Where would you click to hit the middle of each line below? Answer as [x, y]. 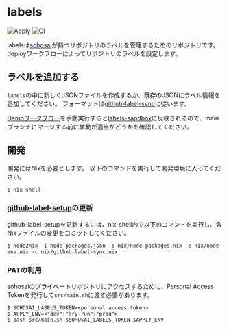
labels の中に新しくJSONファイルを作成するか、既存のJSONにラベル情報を [114, 95]
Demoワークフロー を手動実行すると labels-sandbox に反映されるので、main [113, 118]
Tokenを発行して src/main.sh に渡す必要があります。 [81, 295]
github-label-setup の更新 [50, 208]
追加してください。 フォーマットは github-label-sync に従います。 [99, 103]
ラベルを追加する [43, 77]
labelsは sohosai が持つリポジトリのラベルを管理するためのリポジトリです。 [113, 45]
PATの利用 [24, 270]
